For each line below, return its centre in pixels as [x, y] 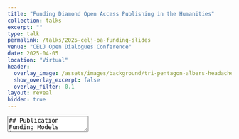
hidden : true [27, 100]
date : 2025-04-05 [33, 54]
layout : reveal [30, 93]
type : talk [23, 34]
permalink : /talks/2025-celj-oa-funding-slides [79, 40]
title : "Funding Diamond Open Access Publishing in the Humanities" [111, 14]
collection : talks [34, 21]
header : [19, 67]
